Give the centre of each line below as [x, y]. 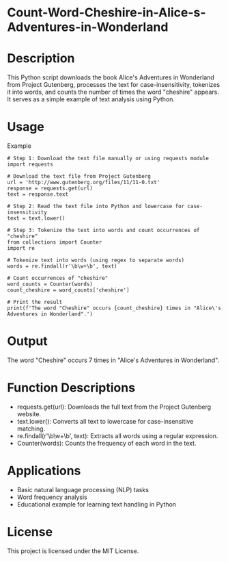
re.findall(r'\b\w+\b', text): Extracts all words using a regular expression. [117, 435]
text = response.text [38, 194]
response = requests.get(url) [50, 189]
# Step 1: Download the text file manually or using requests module [108, 159]
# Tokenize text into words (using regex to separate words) [96, 260]
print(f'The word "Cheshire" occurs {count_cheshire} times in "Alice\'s [114, 308]
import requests [30, 165]
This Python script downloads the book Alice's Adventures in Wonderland [111, 77]
